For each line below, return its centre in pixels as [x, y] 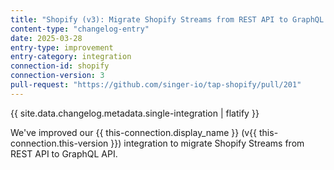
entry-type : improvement [62, 47]
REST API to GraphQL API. [64, 153]
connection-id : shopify [60, 66]
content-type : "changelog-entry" [80, 29]
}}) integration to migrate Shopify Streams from [207, 143]
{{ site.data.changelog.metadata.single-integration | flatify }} [135, 113]
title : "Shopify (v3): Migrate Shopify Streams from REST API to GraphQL [167, 19]
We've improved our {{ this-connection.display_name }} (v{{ [134, 132]
